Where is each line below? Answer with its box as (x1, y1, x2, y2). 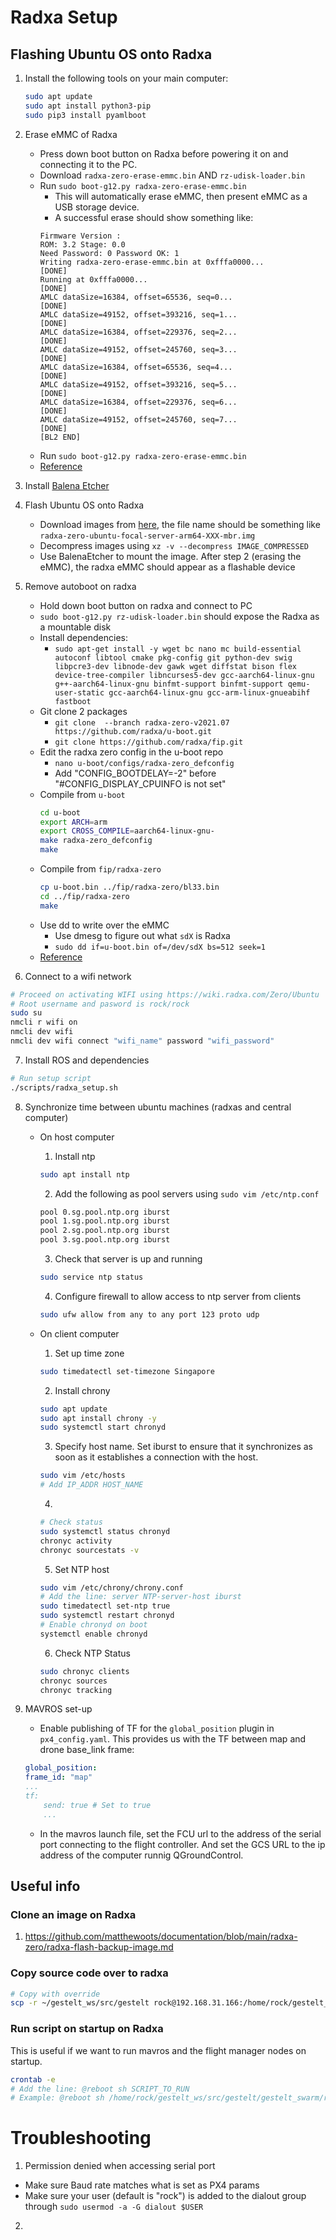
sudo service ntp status (39, 1272, 144, 1282)
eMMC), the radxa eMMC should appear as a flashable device (39, 561, 296, 573)
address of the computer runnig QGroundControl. (39, 1849, 244, 1861)
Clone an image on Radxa (10, 1907, 137, 1921)
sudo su (10, 1008, 43, 1018)
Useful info (10, 1878, 81, 1895)
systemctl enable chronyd (39, 1629, 148, 1639)
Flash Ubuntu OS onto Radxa (24, 499, 145, 511)
